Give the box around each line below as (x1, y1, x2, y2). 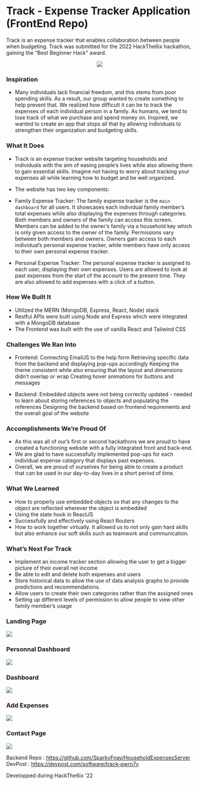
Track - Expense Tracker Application (6, 4, 191, 18)
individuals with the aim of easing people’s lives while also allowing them (14, 161, 193, 168)
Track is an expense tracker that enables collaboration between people (6, 36, 180, 43)
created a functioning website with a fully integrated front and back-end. (14, 445, 193, 452)
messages (14, 379, 40, 386)
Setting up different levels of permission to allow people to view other (14, 596, 185, 603)
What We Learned (6, 484, 59, 493)
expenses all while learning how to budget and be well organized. (14, 174, 175, 181)
